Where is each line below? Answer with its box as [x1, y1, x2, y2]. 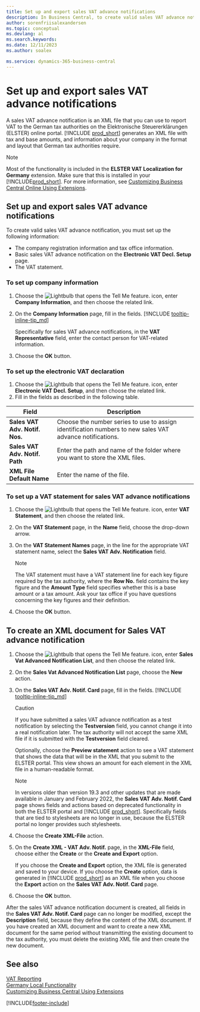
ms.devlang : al [6, 31, 44, 37]
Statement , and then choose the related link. [14, 512, 125, 520]
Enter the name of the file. [57, 470, 130, 479]
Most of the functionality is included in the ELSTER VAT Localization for [6, 165, 183, 172]
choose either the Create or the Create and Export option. [14, 850, 158, 857]
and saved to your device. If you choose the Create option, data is [14, 868, 177, 875]
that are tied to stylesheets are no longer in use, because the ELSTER [14, 814, 185, 821]
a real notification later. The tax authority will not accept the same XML [14, 729, 189, 736]
